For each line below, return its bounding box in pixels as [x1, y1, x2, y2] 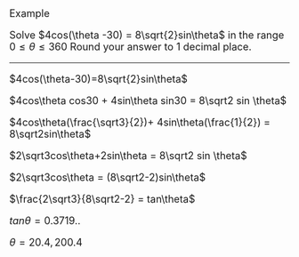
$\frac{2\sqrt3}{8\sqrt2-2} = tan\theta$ [9, 193, 196, 205]
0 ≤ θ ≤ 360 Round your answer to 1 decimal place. [9, 41, 252, 53]
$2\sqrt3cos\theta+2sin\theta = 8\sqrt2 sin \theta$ [9, 149, 247, 162]
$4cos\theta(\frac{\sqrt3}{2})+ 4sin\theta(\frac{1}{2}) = [9, 116, 271, 129]
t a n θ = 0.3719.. [9, 214, 81, 227]
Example [9, 7, 51, 20]
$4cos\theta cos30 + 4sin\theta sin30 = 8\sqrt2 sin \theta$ [9, 94, 287, 107]
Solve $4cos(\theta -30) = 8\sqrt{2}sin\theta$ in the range [9, 28, 285, 41]
